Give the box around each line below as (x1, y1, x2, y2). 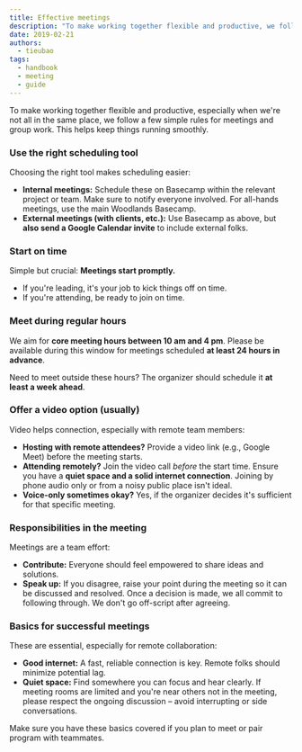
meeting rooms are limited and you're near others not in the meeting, (22, 686, 278, 697)
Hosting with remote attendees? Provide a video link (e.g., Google (22, 442, 271, 452)
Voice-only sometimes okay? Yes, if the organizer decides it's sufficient (22, 489, 292, 500)
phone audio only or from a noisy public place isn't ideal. (22, 479, 233, 490)
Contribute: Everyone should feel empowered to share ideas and (22, 560, 264, 570)
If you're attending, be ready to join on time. (22, 292, 185, 303)
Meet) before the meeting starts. (22, 451, 143, 461)
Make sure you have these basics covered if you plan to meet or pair (9, 723, 263, 734)
